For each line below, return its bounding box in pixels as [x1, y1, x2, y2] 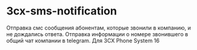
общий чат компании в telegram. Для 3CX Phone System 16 [6, 37, 160, 44]
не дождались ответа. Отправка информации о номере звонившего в [6, 30, 188, 37]
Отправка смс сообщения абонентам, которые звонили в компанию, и [6, 24, 191, 31]
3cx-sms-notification [6, 4, 117, 18]
